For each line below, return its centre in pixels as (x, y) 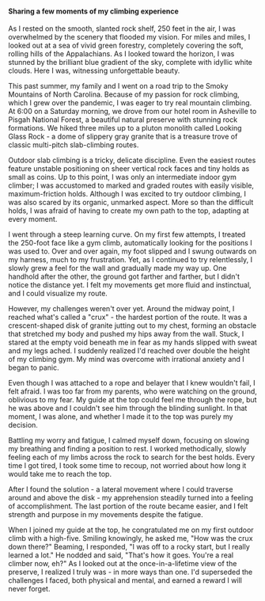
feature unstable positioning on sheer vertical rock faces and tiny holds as (129, 169)
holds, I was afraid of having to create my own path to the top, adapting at (129, 211)
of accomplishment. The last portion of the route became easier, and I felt (128, 506)
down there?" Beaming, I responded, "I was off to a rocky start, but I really (129, 547)
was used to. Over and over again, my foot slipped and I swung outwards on (132, 251)
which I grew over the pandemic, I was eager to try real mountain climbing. (130, 103)
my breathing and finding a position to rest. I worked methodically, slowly (127, 449)
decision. (23, 425)
